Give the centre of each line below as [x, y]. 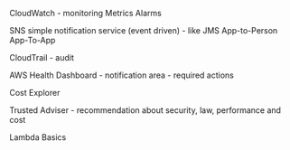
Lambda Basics [38, 137]
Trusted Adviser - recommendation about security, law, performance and [145, 110]
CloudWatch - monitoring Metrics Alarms [86, 13]
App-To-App [33, 40]
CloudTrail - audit [42, 57]
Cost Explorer [35, 93]
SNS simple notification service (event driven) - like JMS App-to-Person [144, 30]
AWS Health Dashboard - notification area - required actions [122, 75]
